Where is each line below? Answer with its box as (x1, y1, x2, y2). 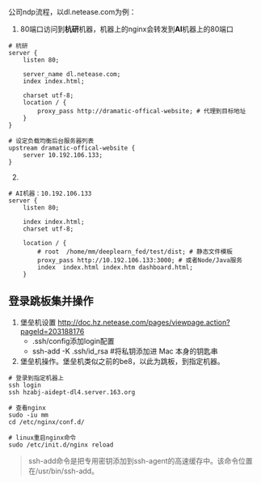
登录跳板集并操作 (8, 294, 94, 308)
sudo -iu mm (8, 411, 48, 419)
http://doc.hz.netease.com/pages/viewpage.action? (57, 317, 230, 327)
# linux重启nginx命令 (8, 434, 77, 442)
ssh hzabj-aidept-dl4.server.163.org (8, 388, 136, 396)
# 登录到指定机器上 (8, 374, 65, 382)
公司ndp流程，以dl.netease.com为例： (8, 7, 137, 16)
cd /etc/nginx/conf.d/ (8, 417, 85, 426)
